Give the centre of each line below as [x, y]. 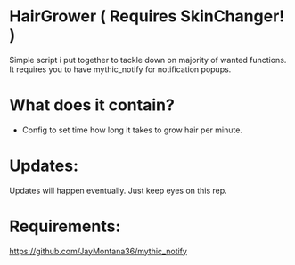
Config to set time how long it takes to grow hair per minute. [132, 130]
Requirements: [65, 226]
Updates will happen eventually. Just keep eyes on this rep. [118, 190]
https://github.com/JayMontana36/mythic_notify [98, 251]
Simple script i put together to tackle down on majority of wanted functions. [148, 60]
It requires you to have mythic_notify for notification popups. [120, 69]
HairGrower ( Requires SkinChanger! [147, 16]
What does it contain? [92, 105]
